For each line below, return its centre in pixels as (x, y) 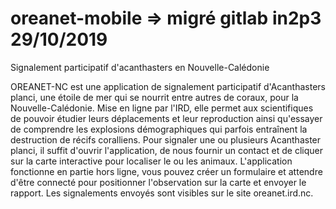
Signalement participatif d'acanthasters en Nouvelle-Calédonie (140, 67)
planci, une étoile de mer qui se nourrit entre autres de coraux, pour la (154, 97)
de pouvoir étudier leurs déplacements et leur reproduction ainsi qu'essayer (166, 118)
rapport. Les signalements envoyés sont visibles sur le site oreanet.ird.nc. (162, 193)
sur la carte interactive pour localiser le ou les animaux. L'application (151, 161)
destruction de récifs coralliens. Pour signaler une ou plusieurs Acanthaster (166, 139)
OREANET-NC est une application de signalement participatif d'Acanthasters (168, 86)
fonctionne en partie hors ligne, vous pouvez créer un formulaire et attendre (166, 171)
